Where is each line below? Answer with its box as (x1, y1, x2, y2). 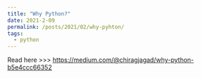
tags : (7, 30, 23, 37)
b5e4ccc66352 (7, 63, 52, 72)
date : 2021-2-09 (7, 17, 55, 24)
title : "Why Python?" (7, 10, 71, 18)
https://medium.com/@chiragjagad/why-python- (52, 56, 194, 64)
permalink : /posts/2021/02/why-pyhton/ (7, 23, 125, 30)
